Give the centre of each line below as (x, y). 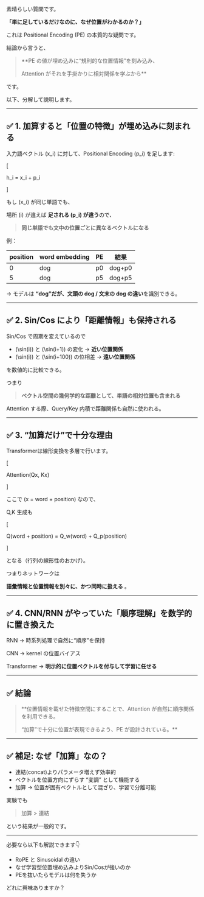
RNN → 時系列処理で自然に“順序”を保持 (56, 641)
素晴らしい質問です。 (33, 9)
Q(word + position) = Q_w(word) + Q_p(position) (67, 536)
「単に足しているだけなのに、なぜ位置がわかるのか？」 (75, 22)
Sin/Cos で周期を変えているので (46, 336)
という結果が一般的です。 (38, 826)
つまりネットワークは (33, 574)
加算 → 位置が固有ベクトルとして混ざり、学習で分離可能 (86, 787)
